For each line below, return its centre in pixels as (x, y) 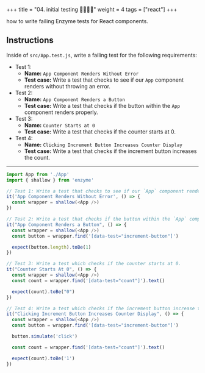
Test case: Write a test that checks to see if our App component (104, 80)
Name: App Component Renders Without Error (81, 73)
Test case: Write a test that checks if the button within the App (102, 105)
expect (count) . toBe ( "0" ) (43, 292)
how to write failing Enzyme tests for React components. (77, 21)
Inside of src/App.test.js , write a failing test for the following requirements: (102, 55)
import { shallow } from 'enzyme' (50, 180)
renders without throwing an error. (67, 86)
